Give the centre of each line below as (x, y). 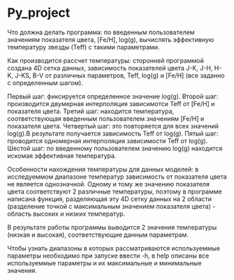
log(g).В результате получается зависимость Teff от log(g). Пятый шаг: (113, 133)
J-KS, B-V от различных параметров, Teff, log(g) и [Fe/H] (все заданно (120, 75)
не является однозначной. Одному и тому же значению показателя (108, 184)
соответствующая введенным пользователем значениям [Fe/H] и (106, 118)
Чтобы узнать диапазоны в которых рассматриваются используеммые (114, 248)
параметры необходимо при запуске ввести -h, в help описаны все (108, 256)
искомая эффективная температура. (62, 156)
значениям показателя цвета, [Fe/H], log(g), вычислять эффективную (111, 39)
